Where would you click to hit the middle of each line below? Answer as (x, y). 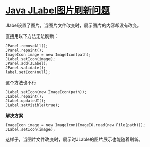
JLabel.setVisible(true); (32, 105)
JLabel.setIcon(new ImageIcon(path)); (46, 92)
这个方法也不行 (21, 82)
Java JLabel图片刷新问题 (57, 10)
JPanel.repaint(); (24, 50)
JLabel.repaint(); (24, 96)
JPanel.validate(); (26, 68)
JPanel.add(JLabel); (27, 63)
